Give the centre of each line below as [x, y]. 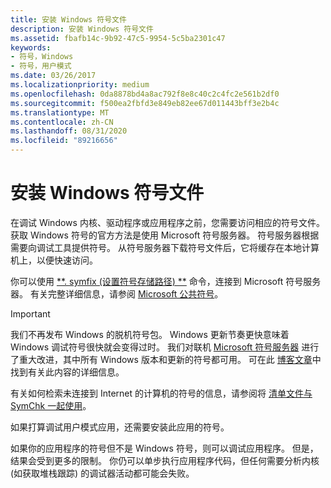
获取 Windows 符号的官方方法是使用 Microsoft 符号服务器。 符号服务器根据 [165, 235]
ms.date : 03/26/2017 [53, 76]
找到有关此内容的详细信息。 [67, 372]
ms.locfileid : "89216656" [64, 141]
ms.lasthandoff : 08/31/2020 [69, 131]
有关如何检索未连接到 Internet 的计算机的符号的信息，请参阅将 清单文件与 [161, 393]
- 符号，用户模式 [41, 66]
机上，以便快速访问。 [54, 260]
